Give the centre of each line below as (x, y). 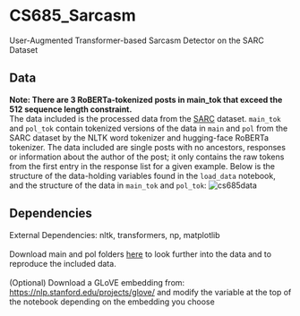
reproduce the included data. (63, 263)
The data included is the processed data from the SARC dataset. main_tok (145, 118)
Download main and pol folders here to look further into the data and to (140, 254)
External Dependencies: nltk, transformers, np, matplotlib (115, 235)
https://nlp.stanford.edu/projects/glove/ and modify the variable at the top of (150, 292)
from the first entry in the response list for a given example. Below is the (142, 166)
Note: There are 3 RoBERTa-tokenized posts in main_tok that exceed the (146, 99)
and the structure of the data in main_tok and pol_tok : (108, 185)
